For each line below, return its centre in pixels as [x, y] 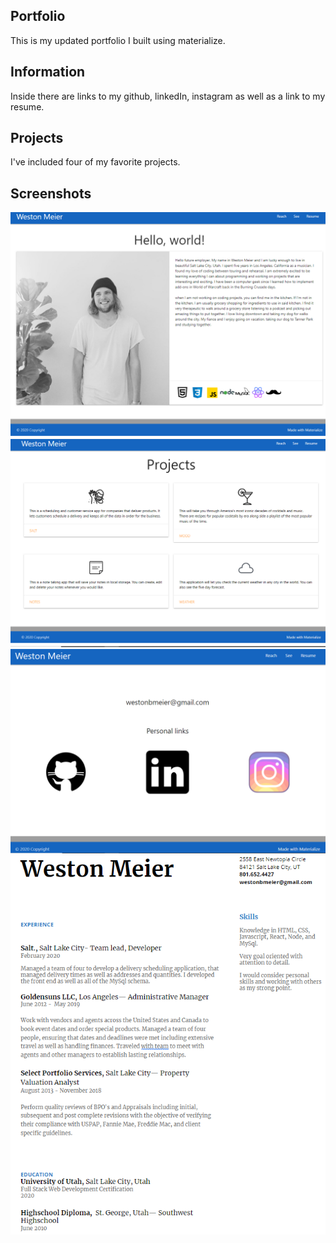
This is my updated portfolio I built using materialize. [118, 40]
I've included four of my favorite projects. [95, 162]
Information [48, 72]
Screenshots [51, 193]
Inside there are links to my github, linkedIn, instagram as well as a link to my [168, 96]
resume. [27, 106]
